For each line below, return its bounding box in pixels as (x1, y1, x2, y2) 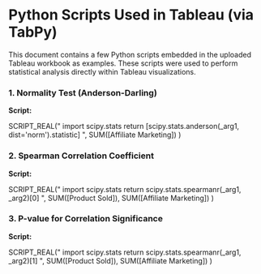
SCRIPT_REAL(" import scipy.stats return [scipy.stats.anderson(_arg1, (8, 122, 240, 131)
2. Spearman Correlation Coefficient (8, 150, 154, 161)
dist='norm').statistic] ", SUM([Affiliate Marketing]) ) (8, 130, 182, 139)
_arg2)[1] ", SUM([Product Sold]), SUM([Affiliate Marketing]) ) (8, 255, 213, 265)
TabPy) (8, 23, 58, 41)
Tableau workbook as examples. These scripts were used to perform (8, 58, 238, 68)
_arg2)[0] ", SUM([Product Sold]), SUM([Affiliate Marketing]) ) (8, 193, 215, 203)
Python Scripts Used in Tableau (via (8, 6, 254, 24)
